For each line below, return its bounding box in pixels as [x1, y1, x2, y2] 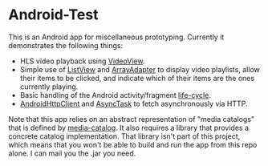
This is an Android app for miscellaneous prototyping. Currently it [8, 32, 225, 42]
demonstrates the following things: [8, 40, 123, 50]
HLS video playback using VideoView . [19, 56, 145, 66]
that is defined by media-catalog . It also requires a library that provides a [8, 123, 250, 132]
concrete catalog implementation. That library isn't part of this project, [8, 131, 241, 141]
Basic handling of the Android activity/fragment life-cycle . [19, 90, 211, 99]
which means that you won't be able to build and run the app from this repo [8, 140, 258, 149]
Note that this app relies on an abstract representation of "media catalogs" [8, 114, 255, 123]
